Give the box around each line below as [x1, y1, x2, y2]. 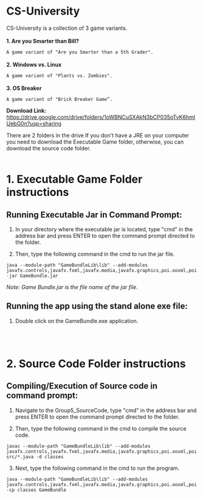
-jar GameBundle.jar [6, 273, 59, 279]
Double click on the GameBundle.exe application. [15, 317, 139, 324]
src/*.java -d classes [6, 453, 64, 460]
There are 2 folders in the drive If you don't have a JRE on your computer [6, 131, 190, 139]
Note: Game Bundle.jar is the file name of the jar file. [6, 283, 139, 290]
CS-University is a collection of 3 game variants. [6, 24, 128, 32]
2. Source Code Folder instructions [6, 357, 187, 371]
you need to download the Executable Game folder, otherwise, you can [6, 138, 184, 145]
